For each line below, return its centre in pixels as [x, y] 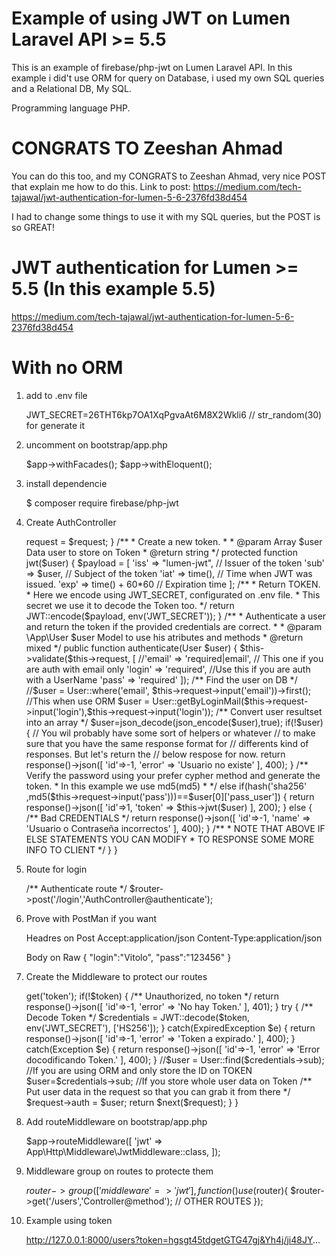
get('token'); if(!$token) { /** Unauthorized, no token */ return [152, 996]
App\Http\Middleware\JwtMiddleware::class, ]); [123, 1151]
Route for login [56, 869]
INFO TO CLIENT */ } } [71, 849]
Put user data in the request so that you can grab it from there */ [158, 1091]
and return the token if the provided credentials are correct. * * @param [174, 626]
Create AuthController [71, 522]
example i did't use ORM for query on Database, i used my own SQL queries [168, 78]
